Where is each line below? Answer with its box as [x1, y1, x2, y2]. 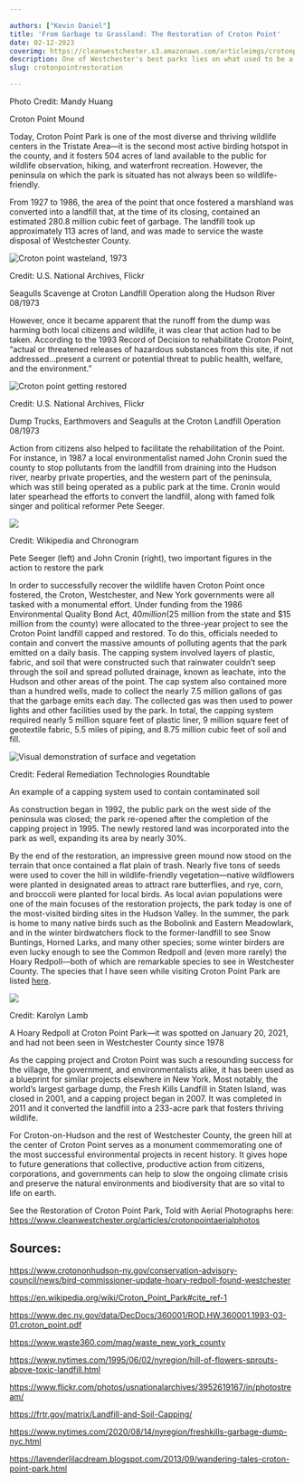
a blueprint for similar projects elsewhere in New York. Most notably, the [9, 1074, 279, 1085]
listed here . [9, 975, 52, 986]
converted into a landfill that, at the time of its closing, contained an [9, 206, 261, 217]
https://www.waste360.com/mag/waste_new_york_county [9, 1336, 226, 1347]
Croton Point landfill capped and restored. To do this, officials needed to [9, 628, 279, 638]
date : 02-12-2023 [9, 38, 75, 47]
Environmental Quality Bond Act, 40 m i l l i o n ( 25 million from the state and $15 [9, 608, 291, 619]
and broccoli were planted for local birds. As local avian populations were [9, 889, 283, 899]
